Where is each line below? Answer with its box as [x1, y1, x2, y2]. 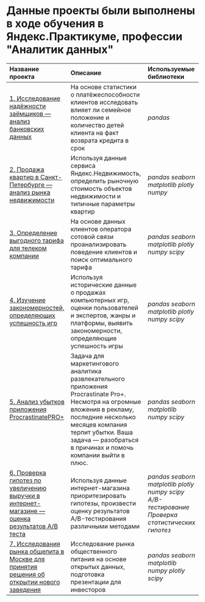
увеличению [9, 483, 47, 492]
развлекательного [70, 374, 125, 383]
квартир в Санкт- [9, 172, 62, 181]
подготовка [70, 570, 105, 578]
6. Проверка [9, 468, 47, 477]
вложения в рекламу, [70, 405, 134, 413]
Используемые [147, 65, 195, 73]
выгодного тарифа [9, 236, 64, 244]
